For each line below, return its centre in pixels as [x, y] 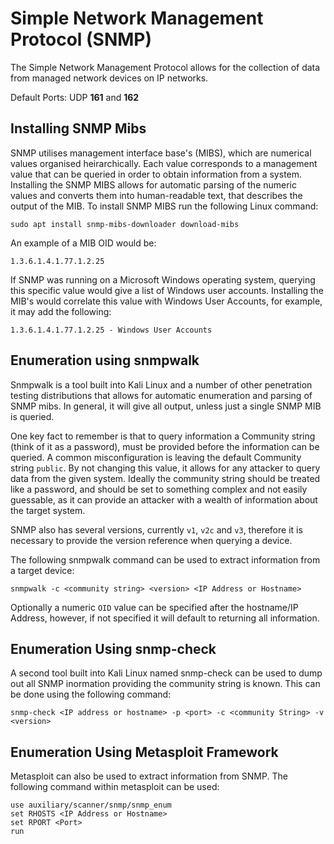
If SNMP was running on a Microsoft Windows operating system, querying [163, 279]
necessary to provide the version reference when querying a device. [151, 540]
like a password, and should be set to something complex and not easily [159, 489]
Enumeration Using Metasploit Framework [144, 752]
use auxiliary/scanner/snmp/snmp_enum [91, 805]
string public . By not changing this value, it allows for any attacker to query [165, 468]
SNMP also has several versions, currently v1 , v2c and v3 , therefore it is [156, 529]
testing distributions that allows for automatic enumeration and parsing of [161, 395]
